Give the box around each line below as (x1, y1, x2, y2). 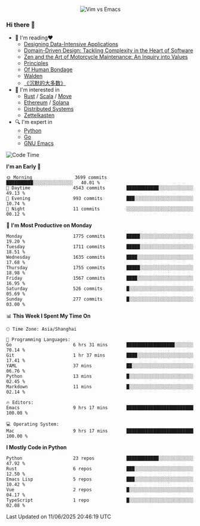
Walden (23, 72, 43, 80)
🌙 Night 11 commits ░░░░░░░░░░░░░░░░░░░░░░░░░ (6, 206, 194, 212)
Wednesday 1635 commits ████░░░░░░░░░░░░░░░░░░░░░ (6, 255, 194, 261)
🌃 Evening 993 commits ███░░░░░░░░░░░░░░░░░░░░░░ (6, 195, 194, 202)
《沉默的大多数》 (23, 80, 66, 87)
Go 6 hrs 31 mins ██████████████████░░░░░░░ (6, 342, 194, 348)
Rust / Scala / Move (23, 93, 72, 100)
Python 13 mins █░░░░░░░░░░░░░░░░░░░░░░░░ (6, 373, 194, 380)
